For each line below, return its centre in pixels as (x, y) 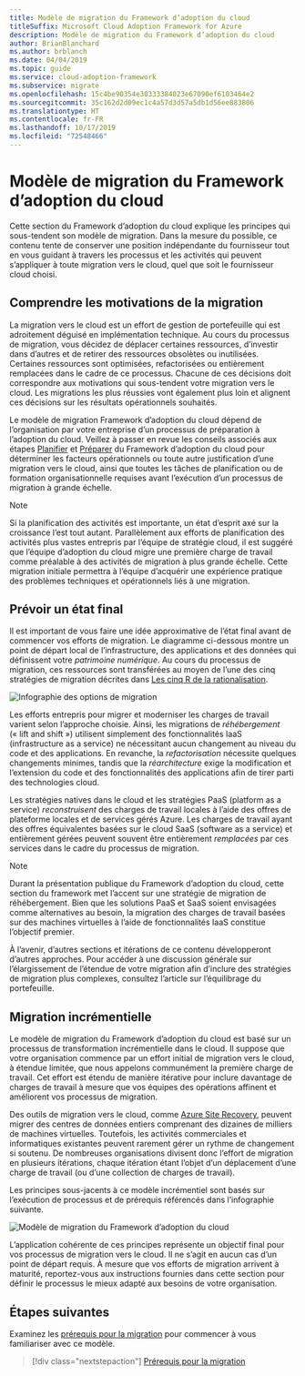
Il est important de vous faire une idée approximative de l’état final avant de (150, 631)
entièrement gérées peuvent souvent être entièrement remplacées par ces (149, 839)
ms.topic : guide (40, 69)
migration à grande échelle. (61, 487)
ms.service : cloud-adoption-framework (83, 77)
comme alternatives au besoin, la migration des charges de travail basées (147, 913)
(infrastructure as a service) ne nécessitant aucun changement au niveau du (152, 744)
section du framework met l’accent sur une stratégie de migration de (138, 894)
